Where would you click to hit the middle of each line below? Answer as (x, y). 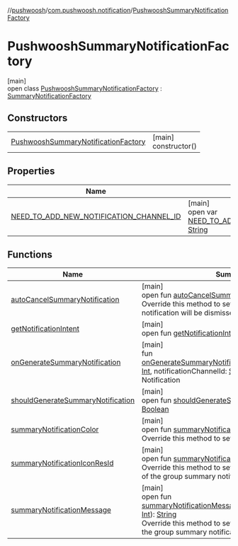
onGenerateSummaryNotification (66, 362)
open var (203, 211)
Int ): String (159, 514)
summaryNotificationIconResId (62, 463)
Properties (31, 172)
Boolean (155, 409)
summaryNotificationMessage (61, 510)
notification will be (172, 313)
